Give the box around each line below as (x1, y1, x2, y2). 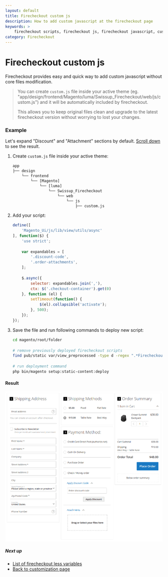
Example (5, 126, 27, 133)
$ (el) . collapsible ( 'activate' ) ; (39, 302, 107, 307)
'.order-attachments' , (30, 260, 78, 265)
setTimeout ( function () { (30, 297, 82, 302)
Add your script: (12, 212, 46, 218)
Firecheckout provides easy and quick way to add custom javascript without (5, 73, 162, 79)
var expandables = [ (21, 249, 64, 254)
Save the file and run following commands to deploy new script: (12, 327, 144, 333)
